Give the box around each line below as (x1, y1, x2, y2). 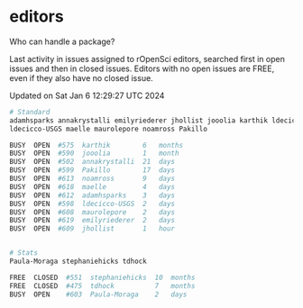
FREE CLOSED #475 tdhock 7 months (9, 281, 196, 290)
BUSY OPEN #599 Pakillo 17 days (9, 166, 176, 175)
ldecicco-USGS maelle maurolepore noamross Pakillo (9, 124, 207, 133)
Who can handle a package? (9, 36, 115, 47)
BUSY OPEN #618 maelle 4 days (9, 182, 176, 191)
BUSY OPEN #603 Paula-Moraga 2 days (9, 290, 188, 299)
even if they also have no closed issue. (9, 72, 153, 83)
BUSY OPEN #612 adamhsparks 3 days (9, 191, 176, 200)
